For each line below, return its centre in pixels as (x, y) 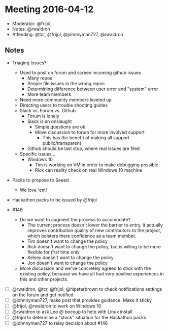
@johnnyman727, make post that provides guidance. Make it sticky (82, 300)
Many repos (40, 78)
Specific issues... (38, 154)
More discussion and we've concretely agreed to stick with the (85, 268)
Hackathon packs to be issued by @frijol (54, 199)
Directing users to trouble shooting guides (64, 105)
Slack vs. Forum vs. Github (48, 110)
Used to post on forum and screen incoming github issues (80, 72)
